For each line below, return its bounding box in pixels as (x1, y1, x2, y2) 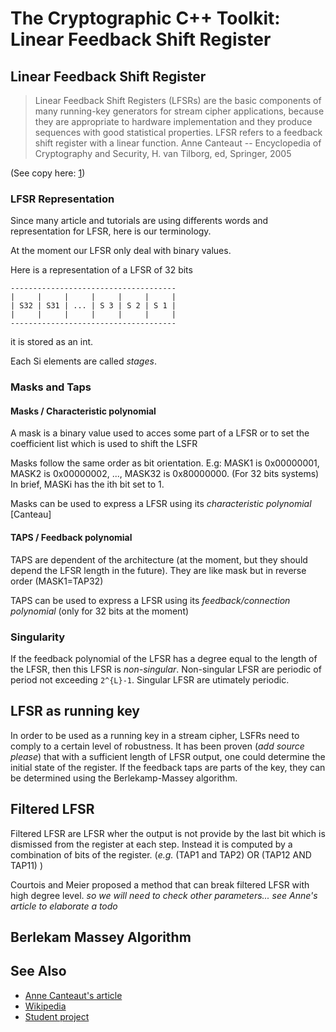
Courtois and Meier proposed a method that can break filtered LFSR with (10, 878, 310, 891)
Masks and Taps (10, 380, 92, 394)
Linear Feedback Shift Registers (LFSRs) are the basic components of (34, 95, 322, 106)
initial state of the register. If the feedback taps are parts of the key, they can (10, 761, 326, 773)
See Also (10, 963, 67, 980)
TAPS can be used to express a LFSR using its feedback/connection (10, 594, 291, 606)
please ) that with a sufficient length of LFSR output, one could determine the (10, 750, 326, 762)
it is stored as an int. (10, 336, 94, 348)
